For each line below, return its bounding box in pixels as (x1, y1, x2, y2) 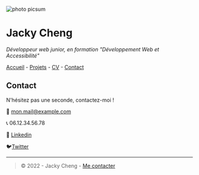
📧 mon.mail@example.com (6, 108, 71, 115)
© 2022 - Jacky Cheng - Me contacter (20, 162, 115, 169)
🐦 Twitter (6, 142, 29, 150)
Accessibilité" (6, 52, 40, 59)
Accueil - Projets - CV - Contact (6, 63, 84, 70)
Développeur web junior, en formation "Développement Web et (6, 46, 159, 53)
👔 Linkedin (6, 131, 32, 138)
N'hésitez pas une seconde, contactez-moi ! (6, 96, 114, 103)
